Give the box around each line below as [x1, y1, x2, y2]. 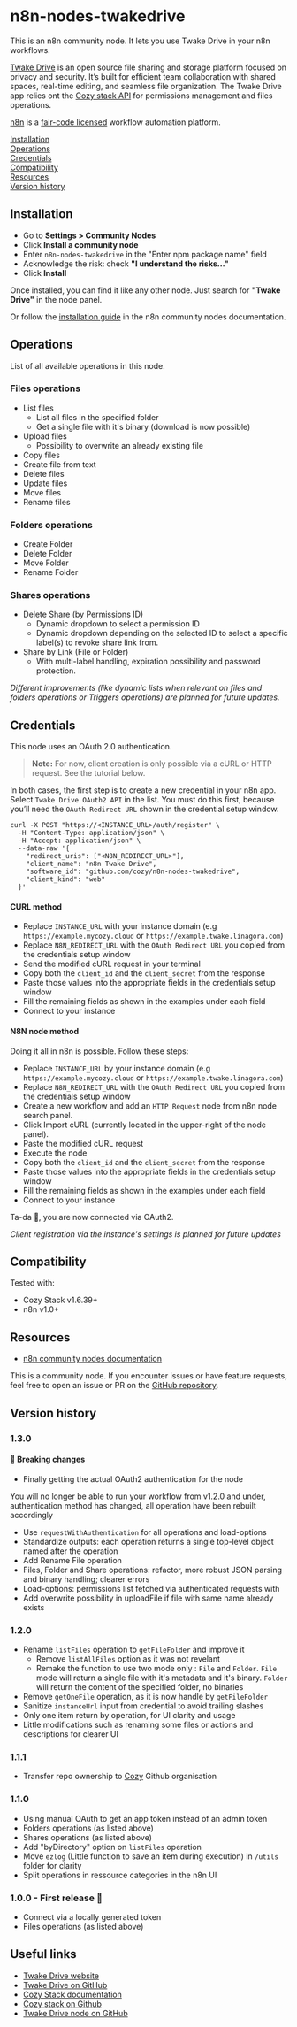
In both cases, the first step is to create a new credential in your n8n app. [10, 785, 277, 795]
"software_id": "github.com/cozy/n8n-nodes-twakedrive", [26, 867, 240, 877]
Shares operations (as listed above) [22, 1831, 153, 1842]
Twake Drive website [22, 1970, 100, 1981]
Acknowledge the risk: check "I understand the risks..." [22, 258, 229, 269]
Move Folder [22, 557, 69, 568]
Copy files [22, 449, 61, 460]
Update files [22, 478, 68, 488]
